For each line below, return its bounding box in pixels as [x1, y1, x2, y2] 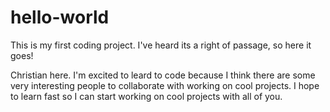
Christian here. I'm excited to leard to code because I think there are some [10, 69, 316, 81]
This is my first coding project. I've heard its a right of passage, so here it [10, 39, 312, 51]
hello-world [10, 6, 110, 29]
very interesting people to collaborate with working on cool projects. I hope [10, 79, 320, 91]
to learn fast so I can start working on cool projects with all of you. [10, 90, 283, 102]
